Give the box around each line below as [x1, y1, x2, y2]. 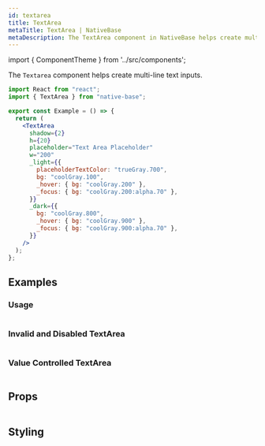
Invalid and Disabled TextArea [8, 328, 125, 339]
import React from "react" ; [8, 86, 101, 94]
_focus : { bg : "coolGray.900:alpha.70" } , [36, 225, 178, 232]
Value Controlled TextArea [8, 358, 112, 369]
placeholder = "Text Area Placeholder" [28, 143, 154, 152]
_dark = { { [28, 203, 58, 210]
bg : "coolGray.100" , [36, 173, 104, 181]
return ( [15, 114, 44, 122]
